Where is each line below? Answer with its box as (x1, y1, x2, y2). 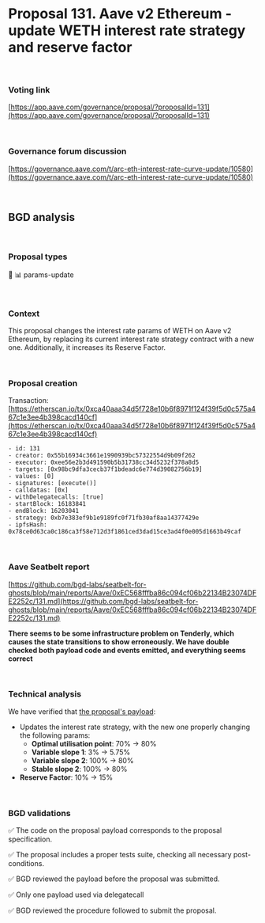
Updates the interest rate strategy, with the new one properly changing (19, 722, 251, 731)
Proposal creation (8, 378, 78, 389)
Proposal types (8, 251, 68, 262)
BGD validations (8, 807, 71, 819)
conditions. (8, 859, 45, 868)
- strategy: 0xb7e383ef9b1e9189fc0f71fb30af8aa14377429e (8, 514, 200, 522)
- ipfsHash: (8, 521, 47, 529)
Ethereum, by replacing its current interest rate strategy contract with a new (8, 334, 255, 344)
